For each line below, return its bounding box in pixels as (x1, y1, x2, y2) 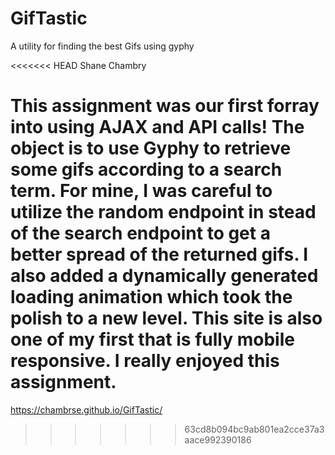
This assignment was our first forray (10, 95, 320, 117)
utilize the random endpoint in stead (10, 201, 317, 224)
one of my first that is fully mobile (10, 328, 295, 351)
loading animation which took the (10, 286, 293, 309)
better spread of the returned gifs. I (10, 243, 309, 266)
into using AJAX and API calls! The (10, 116, 305, 139)
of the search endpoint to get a (10, 222, 271, 245)
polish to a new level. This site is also (10, 307, 323, 330)
